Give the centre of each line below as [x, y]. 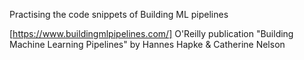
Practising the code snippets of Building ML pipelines [119, 14]
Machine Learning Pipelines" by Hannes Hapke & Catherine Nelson [147, 44]
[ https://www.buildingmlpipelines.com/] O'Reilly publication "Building [151, 33]
